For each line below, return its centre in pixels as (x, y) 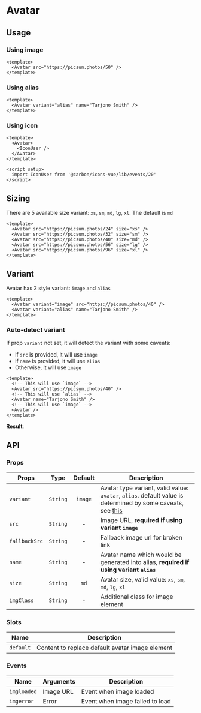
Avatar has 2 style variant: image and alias (59, 288)
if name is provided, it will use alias (57, 361)
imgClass (22, 600)
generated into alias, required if (145, 562)
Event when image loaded (118, 691)
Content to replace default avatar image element (104, 648)
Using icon (22, 125)
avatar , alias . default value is (142, 496)
